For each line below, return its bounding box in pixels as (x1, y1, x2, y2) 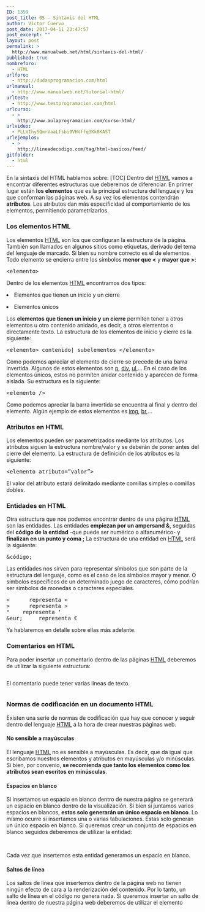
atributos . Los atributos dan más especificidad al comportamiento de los (6, 200, 190, 208)
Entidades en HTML (6, 501, 66, 510)
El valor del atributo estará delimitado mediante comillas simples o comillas (6, 480, 196, 487)
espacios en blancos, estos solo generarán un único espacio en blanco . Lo (6, 809, 198, 816)
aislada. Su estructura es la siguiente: (6, 377, 101, 384)
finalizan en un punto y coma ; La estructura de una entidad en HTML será (6, 535, 196, 542)
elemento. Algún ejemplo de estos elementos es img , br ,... (6, 407, 153, 415)
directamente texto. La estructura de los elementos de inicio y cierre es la (6, 328, 192, 335)
